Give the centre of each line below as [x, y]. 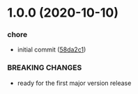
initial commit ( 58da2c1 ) [52, 49]
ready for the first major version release [74, 83]
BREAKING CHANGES [45, 68]
